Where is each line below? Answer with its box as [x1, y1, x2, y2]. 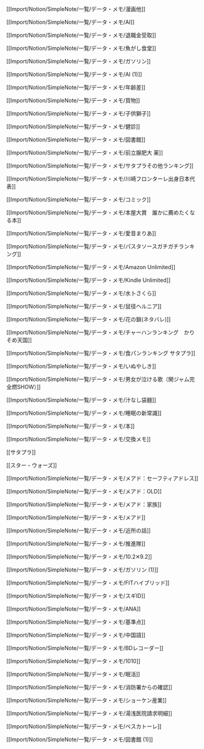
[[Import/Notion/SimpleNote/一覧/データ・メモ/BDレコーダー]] [6, 645, 164, 651]
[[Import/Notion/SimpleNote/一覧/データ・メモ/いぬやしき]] [6, 363, 156, 370]
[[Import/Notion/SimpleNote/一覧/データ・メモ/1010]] [6, 657, 141, 665]
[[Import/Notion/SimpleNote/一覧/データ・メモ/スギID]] [6, 592, 146, 599]
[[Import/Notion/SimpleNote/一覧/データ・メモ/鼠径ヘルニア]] [6, 303, 162, 310]
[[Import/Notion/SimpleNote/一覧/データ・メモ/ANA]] [6, 605, 141, 613]
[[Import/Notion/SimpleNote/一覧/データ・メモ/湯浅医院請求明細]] [6, 710, 173, 717]
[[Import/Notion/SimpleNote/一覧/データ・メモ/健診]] [6, 123, 140, 130]
